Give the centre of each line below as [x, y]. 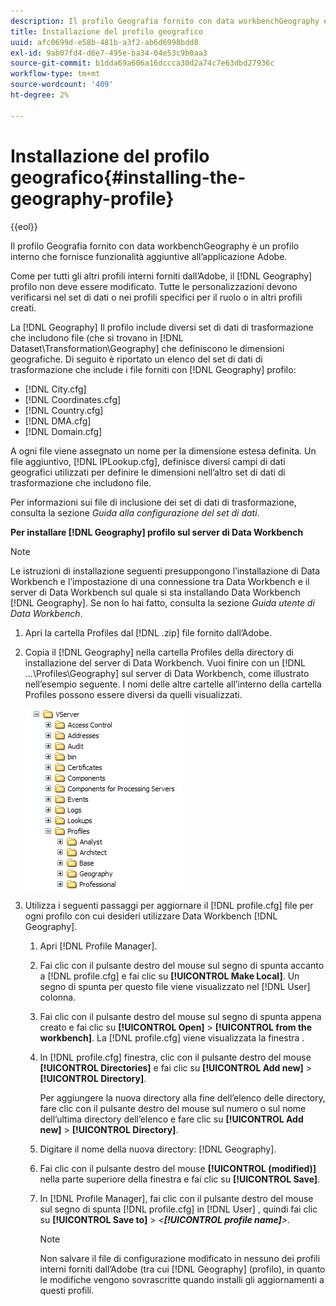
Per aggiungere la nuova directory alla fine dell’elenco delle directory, [182, 1097]
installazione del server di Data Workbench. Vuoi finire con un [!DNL [165, 662]
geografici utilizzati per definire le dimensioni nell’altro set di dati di [148, 472]
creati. [23, 307]
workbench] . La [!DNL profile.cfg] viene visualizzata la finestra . [172, 1037]
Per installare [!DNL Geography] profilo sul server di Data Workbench [157, 532]
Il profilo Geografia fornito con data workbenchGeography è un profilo [155, 246]
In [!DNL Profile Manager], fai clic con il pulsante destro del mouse [176, 1198]
